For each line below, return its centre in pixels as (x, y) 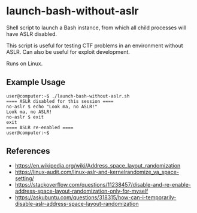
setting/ (24, 178)
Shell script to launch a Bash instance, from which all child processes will (96, 28)
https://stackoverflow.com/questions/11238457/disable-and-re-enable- (103, 184)
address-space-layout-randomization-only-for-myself (81, 191)
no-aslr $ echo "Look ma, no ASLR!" (52, 106)
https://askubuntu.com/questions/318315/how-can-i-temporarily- (96, 197)
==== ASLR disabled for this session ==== (60, 101)
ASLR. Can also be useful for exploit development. (68, 51)
